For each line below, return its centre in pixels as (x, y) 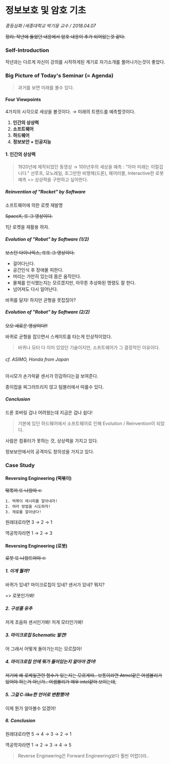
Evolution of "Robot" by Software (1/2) (47, 239)
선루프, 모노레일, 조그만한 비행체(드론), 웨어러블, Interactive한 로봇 (97, 173)
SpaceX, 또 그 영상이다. (29, 216)
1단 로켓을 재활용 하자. (27, 227)
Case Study (20, 465)
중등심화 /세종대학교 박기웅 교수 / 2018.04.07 (51, 26)
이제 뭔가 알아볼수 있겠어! (31, 709)
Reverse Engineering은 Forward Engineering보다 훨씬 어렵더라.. (83, 756)
